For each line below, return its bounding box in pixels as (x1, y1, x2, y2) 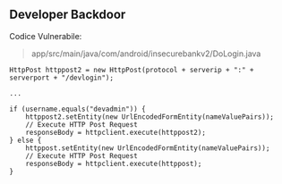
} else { (9, 136, 42, 145)
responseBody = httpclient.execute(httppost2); (25, 128, 206, 137)
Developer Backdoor (9, 7, 126, 22)
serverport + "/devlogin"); (9, 73, 115, 82)
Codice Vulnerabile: (9, 30, 82, 41)
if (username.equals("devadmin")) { (9, 105, 146, 113)
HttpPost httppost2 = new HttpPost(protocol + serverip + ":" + (9, 65, 254, 74)
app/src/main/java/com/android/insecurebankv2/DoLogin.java (30, 48, 261, 59)
